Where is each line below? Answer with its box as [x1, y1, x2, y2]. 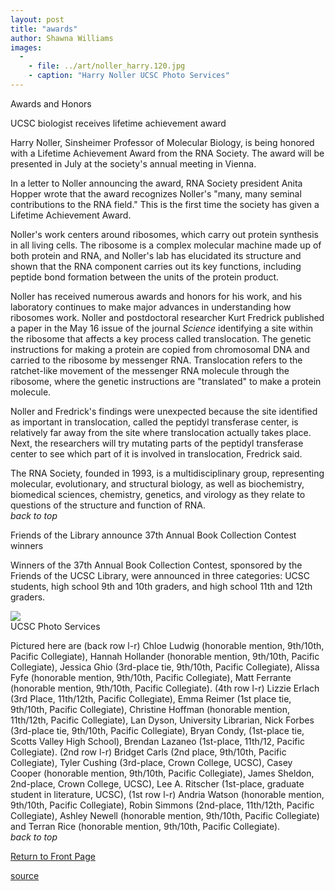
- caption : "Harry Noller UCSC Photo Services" [28, 71, 230, 81]
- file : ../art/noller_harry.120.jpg [28, 61, 186, 71]
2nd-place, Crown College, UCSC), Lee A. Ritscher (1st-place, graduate [10, 777, 305, 790]
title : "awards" [10, 24, 78, 34]
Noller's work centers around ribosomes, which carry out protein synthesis [10, 228, 319, 240]
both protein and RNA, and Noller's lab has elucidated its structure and [10, 249, 302, 261]
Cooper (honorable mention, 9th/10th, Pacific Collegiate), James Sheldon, [10, 767, 315, 779]
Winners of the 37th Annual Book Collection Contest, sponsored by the [10, 559, 303, 571]
